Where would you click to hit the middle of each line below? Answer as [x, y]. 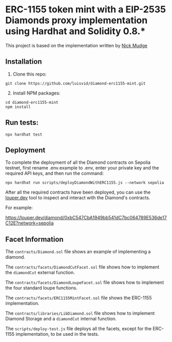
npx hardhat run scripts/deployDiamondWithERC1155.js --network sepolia [85, 183]
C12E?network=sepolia [30, 223]
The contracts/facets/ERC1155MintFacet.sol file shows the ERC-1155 [79, 298]
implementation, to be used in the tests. [57, 334]
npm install [18, 107]
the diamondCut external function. [40, 273]
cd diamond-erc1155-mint [32, 102]
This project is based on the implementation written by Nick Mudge [77, 45]
